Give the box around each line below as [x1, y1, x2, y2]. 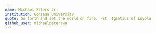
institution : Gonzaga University [5, 12, 74, 16]
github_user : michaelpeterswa [5, 20, 68, 26]
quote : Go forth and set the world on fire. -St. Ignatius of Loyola [5, 16, 152, 21]
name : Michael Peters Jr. [5, 7, 58, 12]
